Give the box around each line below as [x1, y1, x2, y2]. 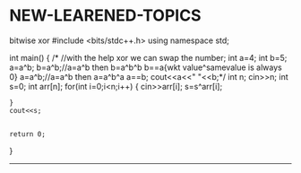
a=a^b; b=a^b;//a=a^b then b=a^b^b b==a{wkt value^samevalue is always [9, 62, 282, 73]
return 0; [9, 129, 47, 139]
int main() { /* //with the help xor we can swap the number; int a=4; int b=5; [9, 52, 288, 63]
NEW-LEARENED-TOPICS [9, 5, 202, 26]
